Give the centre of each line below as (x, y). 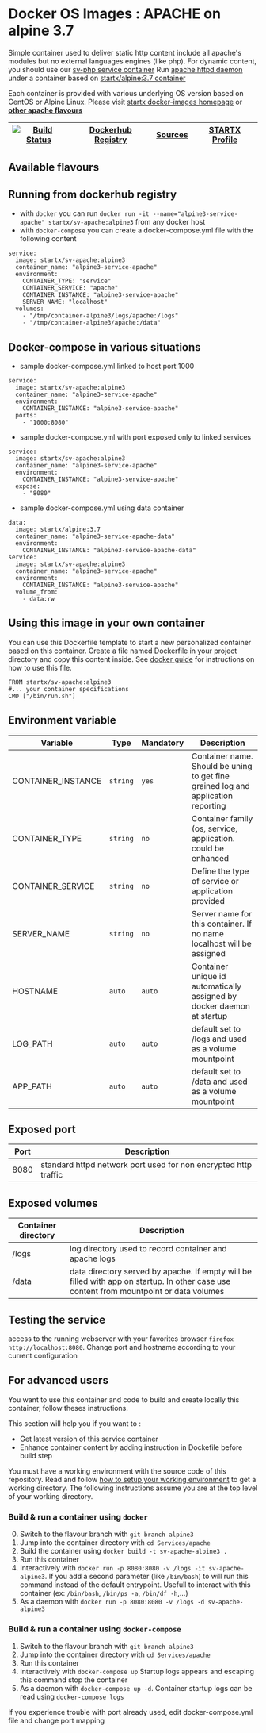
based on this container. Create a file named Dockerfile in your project (123, 651)
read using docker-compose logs (72, 1697)
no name (207, 933)
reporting (209, 805)
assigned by (214, 996)
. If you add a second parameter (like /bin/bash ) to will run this (146, 1577)
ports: (26, 415)
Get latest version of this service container (89, 1439)
